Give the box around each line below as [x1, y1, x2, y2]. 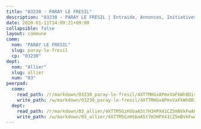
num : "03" [11, 75, 36, 81]
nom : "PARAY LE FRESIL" [11, 42, 71, 48]
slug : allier [11, 70, 44, 75]
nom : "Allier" [11, 64, 47, 70]
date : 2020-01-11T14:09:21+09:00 [6, 20, 90, 26]
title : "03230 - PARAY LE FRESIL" [6, 8, 93, 15]
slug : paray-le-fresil [11, 48, 68, 54]
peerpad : [6, 81, 28, 87]
